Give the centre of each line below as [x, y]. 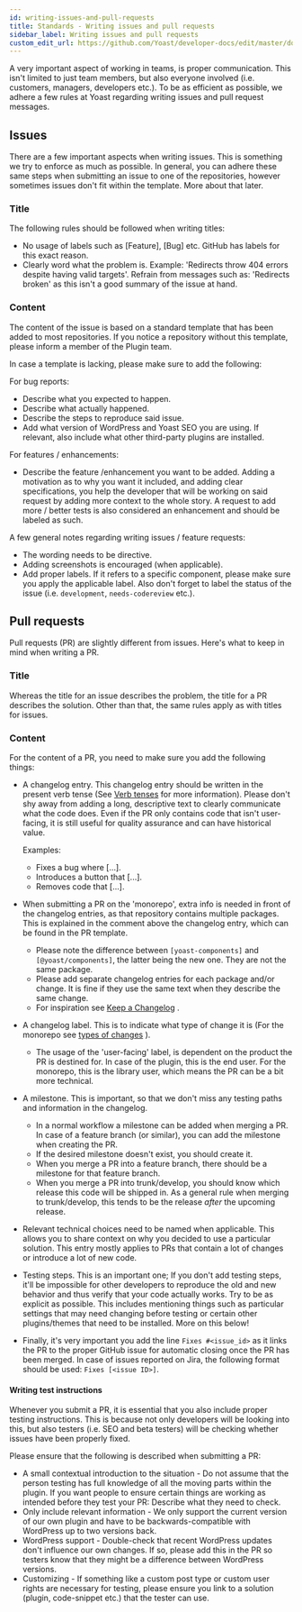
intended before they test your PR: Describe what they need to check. [151, 1502]
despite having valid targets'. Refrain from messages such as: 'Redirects [156, 275]
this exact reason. [55, 255]
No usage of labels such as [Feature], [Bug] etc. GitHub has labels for [151, 246]
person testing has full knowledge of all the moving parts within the [147, 1483]
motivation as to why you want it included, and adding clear [133, 481]
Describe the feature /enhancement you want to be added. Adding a [149, 472]
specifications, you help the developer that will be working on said [145, 491]
